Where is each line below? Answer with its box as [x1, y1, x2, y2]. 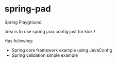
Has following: [4, 38, 33, 44]
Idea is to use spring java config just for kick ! [4, 28, 96, 34]
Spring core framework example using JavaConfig [11, 47, 113, 53]
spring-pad [4, 3, 51, 14]
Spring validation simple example [11, 52, 78, 58]
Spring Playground [4, 19, 42, 25]
